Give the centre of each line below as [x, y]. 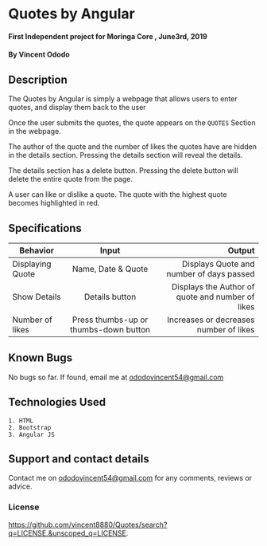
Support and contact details [79, 459]
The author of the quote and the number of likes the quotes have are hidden [132, 147]
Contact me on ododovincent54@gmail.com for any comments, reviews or [130, 478]
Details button [110, 297]
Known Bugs [41, 358]
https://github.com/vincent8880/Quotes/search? [88, 524]
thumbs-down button [110, 330]
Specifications [45, 228]
